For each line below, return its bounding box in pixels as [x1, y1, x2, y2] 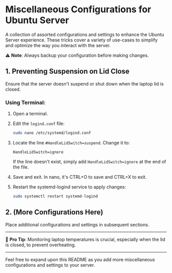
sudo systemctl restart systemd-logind [12, 194, 98, 199]
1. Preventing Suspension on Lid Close [5, 67, 130, 76]
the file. [12, 164, 29, 170]
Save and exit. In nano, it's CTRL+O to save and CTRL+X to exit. [12, 174, 147, 180]
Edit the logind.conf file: [12, 120, 65, 127]
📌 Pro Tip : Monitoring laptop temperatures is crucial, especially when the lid [5, 236, 165, 242]
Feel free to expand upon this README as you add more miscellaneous [5, 256, 155, 262]
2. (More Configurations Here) [5, 208, 103, 217]
